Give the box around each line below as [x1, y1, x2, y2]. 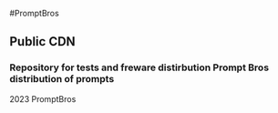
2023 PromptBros [9, 93, 77, 104]
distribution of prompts [9, 73, 115, 86]
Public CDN [9, 34, 76, 49]
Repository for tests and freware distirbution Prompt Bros [9, 61, 270, 74]
